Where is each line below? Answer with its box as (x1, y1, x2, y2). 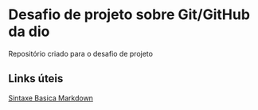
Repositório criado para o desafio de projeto (8, 49, 154, 58)
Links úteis (8, 72, 64, 85)
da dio (8, 22, 50, 41)
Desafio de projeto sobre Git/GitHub (8, 6, 251, 24)
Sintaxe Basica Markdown (8, 93, 94, 103)
